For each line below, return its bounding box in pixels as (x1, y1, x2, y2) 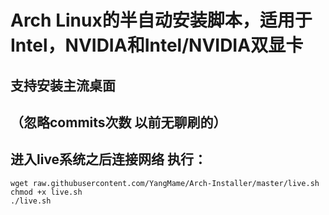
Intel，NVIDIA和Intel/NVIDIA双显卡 (10, 34, 304, 57)
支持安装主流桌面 (10, 77, 116, 94)
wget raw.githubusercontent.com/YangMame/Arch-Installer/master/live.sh (10, 178, 320, 188)
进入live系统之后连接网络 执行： (10, 151, 208, 168)
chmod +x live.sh (10, 187, 83, 197)
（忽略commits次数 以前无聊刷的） (10, 114, 227, 131)
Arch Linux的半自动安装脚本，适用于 (10, 9, 313, 32)
